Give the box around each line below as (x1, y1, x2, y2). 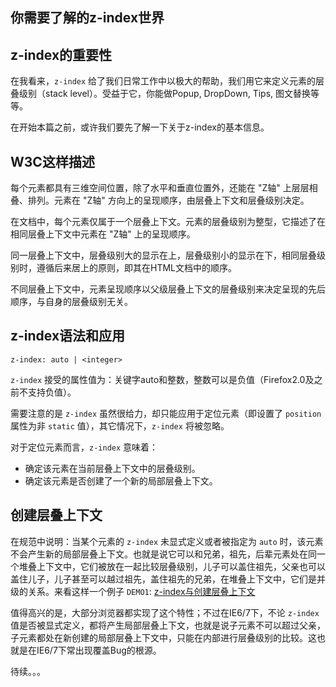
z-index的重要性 (10, 46, 113, 63)
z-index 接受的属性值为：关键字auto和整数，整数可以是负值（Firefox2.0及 (10, 373, 315, 385)
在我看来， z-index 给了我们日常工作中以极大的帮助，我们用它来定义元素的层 (10, 75, 325, 87)
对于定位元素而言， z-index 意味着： (10, 441, 159, 453)
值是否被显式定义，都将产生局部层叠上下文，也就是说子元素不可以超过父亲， (10, 619, 326, 631)
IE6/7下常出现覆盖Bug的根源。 (36, 644, 162, 656)
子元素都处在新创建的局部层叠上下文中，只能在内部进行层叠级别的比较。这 (10, 631, 317, 643)
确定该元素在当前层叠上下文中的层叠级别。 (24, 462, 201, 474)
